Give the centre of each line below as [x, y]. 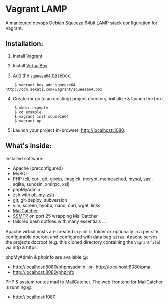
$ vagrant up [28, 121]
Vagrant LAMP [36, 9]
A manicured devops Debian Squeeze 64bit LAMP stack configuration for [81, 23]
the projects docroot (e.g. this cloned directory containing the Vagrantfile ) [83, 242]
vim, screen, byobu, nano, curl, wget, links [57, 205]
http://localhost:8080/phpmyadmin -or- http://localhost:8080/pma [81, 267]
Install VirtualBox [30, 65]
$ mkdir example [32, 108]
